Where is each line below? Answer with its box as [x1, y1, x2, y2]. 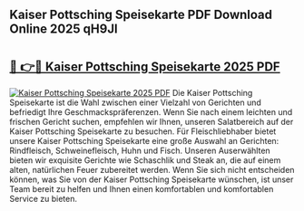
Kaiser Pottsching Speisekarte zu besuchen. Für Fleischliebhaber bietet [9, 126, 277, 137]
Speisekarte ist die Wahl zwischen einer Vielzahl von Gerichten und [9, 97, 261, 108]
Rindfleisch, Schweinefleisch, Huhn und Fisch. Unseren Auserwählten [9, 145, 270, 156]
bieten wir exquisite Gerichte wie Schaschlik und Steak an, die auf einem [9, 155, 281, 166]
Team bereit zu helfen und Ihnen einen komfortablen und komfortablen [9, 184, 274, 194]
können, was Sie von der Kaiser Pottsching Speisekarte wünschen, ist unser [9, 174, 294, 185]
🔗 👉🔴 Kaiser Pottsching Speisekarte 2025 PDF [9, 59, 280, 74]
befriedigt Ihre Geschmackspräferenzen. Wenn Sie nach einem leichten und [9, 107, 293, 117]
